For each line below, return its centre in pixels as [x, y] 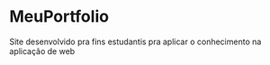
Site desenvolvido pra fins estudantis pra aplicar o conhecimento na [135, 42]
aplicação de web [42, 51]
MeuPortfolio [59, 17]
